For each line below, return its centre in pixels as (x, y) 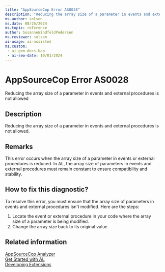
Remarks (19, 146)
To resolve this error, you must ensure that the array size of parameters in (80, 201)
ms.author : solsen (24, 19)
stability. (14, 174)
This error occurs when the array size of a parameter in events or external (80, 158)
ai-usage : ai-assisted (28, 42)
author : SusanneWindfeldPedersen (39, 32)
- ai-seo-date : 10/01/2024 (35, 55)
